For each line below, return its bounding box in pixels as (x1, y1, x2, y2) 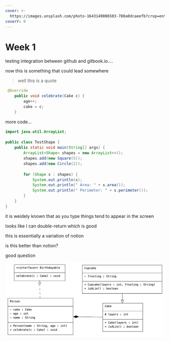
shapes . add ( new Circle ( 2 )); (23, 161, 82, 166)
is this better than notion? (5, 242, 58, 248)
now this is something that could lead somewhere (5, 68, 109, 74)
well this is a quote (17, 78, 57, 84)
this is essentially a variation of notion (5, 233, 84, 239)
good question (5, 252, 35, 258)
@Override (7, 88, 28, 93)
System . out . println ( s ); (32, 177, 82, 182)
